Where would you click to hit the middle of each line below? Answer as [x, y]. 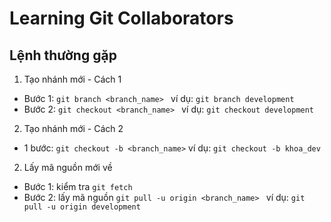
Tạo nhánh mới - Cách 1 [72, 79]
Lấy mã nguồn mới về [68, 167]
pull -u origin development [82, 207]
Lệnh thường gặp [63, 55]
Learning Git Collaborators [121, 18]
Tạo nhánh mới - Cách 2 [73, 128]
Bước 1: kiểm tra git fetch [78, 186]
